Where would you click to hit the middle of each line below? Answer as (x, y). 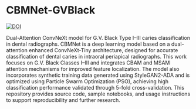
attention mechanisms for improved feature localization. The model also (93, 69)
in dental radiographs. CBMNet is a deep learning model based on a (88, 44)
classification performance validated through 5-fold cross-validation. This (95, 87)
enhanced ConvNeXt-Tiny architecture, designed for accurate (103, 50)
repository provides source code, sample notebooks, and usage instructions (98, 94)
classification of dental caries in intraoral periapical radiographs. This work (96, 56)
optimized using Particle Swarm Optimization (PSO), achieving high (87, 81)
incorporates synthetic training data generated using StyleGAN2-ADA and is (98, 75)
